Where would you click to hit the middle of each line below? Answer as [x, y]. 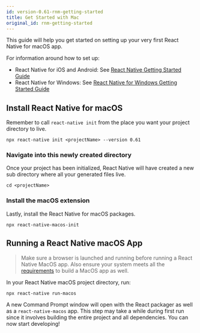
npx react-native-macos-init [43, 225]
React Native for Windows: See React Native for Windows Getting [96, 82]
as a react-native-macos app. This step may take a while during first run [95, 311]
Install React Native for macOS [65, 108]
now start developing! [33, 323]
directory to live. [26, 129]
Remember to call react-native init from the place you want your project [98, 123]
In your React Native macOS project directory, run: [68, 282]
